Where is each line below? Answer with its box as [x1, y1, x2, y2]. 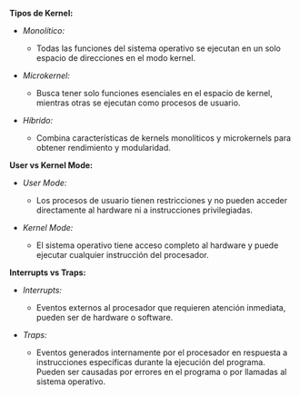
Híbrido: [22, 115, 54, 125]
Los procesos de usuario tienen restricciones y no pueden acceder [35, 195, 288, 205]
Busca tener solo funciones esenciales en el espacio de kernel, [35, 88, 273, 98]
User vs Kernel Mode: [9, 160, 94, 171]
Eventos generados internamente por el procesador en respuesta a [35, 347, 288, 358]
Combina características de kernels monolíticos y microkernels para [35, 133, 292, 144]
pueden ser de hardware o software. [35, 312, 174, 322]
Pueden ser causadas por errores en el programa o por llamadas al [35, 367, 287, 377]
